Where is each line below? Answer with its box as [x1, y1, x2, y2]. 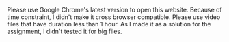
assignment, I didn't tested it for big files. [7, 27, 122, 35]
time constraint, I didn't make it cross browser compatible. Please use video [7, 13, 221, 21]
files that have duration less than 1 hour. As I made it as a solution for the [7, 20, 211, 28]
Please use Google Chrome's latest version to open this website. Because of [7, 6, 222, 14]
